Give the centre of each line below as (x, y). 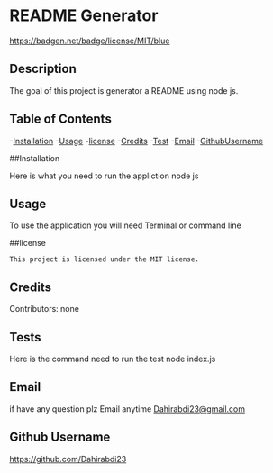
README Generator (84, 16)
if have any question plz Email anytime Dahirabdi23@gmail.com (127, 409)
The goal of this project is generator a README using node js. (124, 90)
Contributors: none (44, 309)
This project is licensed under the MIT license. (105, 259)
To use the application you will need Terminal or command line (125, 225)
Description (43, 69)
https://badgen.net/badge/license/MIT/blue (90, 41)
